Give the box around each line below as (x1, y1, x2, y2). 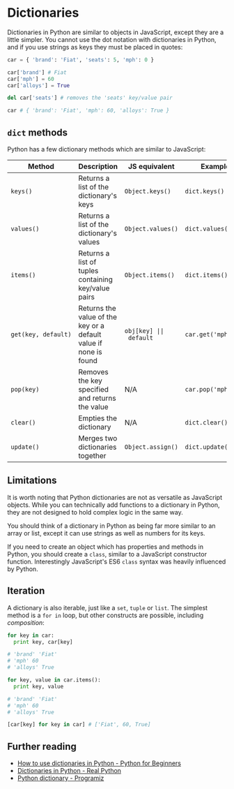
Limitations (7, 475, 57, 487)
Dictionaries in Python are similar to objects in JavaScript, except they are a (7, 28, 224, 36)
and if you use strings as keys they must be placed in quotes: (7, 43, 183, 51)
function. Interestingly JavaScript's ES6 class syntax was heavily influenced (7, 557, 226, 566)
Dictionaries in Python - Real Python (17, 767, 122, 775)
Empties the (78, 413, 117, 423)
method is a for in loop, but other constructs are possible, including (7, 611, 204, 619)
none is (78, 347, 102, 357)
